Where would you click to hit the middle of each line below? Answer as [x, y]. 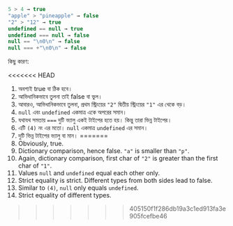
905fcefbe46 [148, 216]
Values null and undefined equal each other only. [89, 173]
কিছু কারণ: [19, 61]
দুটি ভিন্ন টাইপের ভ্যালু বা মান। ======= [63, 136]
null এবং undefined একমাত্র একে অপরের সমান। [73, 112]
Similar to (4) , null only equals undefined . [78, 188]
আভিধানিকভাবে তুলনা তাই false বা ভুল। [60, 97]
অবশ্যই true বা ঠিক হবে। [45, 89]
